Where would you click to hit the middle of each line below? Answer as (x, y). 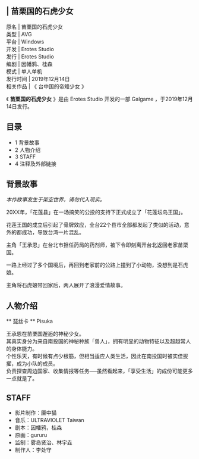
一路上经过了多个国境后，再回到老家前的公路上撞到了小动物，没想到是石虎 (97, 265)
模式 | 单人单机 (24, 71)
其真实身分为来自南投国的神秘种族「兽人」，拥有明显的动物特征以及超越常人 (99, 341)
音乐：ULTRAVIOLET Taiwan (49, 420)
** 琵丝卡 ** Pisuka (30, 321)
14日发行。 (19, 106)
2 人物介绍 (28, 150)
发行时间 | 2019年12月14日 (38, 79)
